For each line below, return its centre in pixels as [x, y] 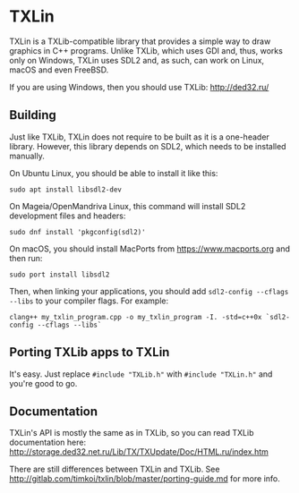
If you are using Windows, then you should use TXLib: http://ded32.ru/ [139, 87]
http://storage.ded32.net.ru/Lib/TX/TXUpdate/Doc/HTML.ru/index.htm [139, 452]
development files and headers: [68, 216]
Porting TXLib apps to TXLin [90, 352]
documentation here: [48, 442]
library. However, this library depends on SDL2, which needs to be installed [148, 146]
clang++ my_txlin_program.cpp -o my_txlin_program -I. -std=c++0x [136, 317]
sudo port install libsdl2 [60, 275]
